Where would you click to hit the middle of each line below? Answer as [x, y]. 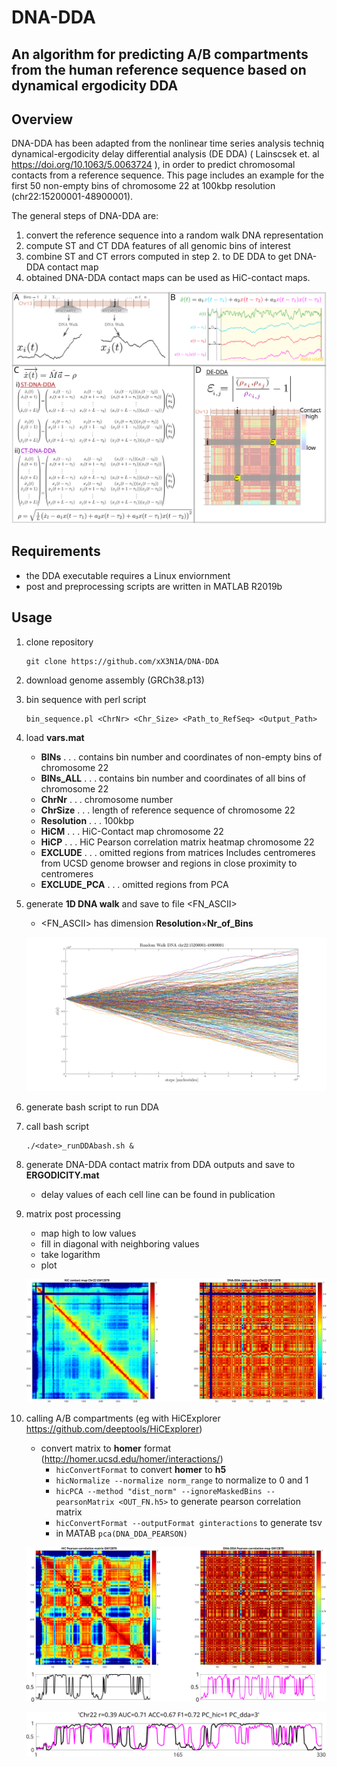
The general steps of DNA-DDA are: [85, 216]
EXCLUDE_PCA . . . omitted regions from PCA [134, 884]
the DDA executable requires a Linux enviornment [128, 575]
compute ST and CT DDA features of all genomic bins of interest [158, 246]
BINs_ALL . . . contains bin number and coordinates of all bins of [173, 778]
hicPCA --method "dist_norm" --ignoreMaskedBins [159, 1491]
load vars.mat [55, 737]
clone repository [59, 642]
